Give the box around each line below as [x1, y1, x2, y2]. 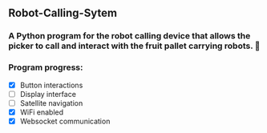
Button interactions [19, 80, 83, 90]
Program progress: [8, 62, 83, 73]
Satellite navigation [19, 98, 83, 107]
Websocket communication [19, 116, 111, 126]
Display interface [19, 89, 76, 99]
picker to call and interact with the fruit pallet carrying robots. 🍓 [8, 40, 261, 51]
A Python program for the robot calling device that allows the [8, 30, 251, 42]
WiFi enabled [19, 107, 64, 117]
